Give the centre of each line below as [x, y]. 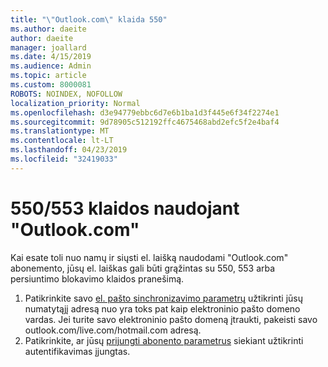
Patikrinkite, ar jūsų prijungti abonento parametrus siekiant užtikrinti [164, 340]
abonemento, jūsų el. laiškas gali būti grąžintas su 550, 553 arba [143, 268]
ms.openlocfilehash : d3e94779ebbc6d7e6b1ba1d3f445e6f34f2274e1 [145, 112]
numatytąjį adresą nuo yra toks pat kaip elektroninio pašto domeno [162, 308]
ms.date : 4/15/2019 [51, 57]
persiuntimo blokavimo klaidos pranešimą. [97, 278]
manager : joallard [48, 47]
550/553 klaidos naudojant [125, 208]
